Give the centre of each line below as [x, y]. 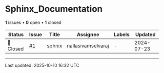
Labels [122, 34]
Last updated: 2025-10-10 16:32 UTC [42, 65]
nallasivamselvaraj [88, 46]
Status [16, 34]
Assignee [88, 34]
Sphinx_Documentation [54, 9]
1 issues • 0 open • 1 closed [33, 22]
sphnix [54, 46]
